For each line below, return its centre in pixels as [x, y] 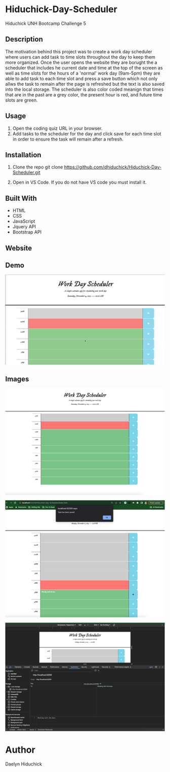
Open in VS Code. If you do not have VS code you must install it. [79, 182]
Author [20, 750]
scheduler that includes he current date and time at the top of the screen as [84, 67]
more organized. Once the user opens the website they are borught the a [81, 62]
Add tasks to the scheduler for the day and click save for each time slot [87, 133]
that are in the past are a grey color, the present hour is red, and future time [84, 94]
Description [24, 39]
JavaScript [24, 221]
